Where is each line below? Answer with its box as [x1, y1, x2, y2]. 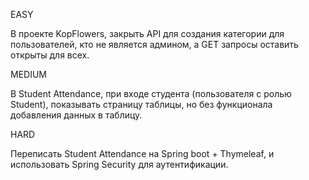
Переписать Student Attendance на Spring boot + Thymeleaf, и [10, 148, 275, 159]
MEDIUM [10, 69, 47, 80]
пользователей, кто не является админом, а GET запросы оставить [10, 39, 299, 50]
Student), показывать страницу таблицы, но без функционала [10, 99, 273, 110]
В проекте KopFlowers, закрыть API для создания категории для [10, 28, 285, 39]
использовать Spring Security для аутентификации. [10, 159, 229, 170]
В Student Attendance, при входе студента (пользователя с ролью [10, 88, 292, 99]
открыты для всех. [10, 49, 90, 61]
